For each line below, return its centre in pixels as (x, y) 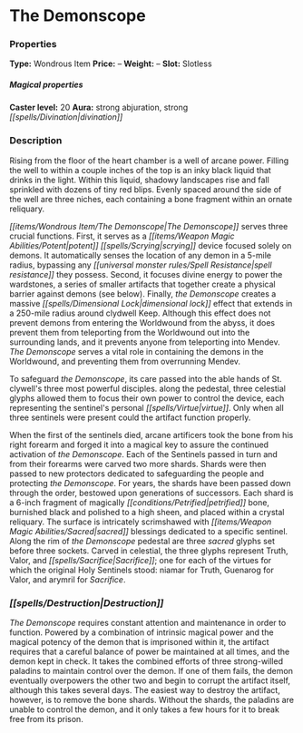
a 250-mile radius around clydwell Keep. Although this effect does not (140, 313)
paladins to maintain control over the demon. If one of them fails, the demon (151, 671)
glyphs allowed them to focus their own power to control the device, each (147, 398)
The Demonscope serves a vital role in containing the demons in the (137, 351)
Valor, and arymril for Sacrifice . (68, 579)
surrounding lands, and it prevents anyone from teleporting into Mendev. (145, 342)
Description (36, 141)
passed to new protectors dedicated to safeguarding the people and (137, 474)
